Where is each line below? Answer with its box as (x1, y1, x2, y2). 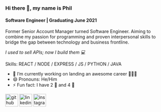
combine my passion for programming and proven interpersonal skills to (5, 34, 156, 40)
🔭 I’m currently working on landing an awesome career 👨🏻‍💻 (12, 71, 137, 77)
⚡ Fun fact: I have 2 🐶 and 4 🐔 (12, 82, 75, 88)
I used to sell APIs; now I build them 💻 (5, 49, 85, 55)
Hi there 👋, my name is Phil (5, 5, 72, 12)
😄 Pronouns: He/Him (12, 76, 57, 83)
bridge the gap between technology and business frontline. (5, 39, 130, 45)
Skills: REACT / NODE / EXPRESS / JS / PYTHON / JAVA (5, 61, 122, 67)
